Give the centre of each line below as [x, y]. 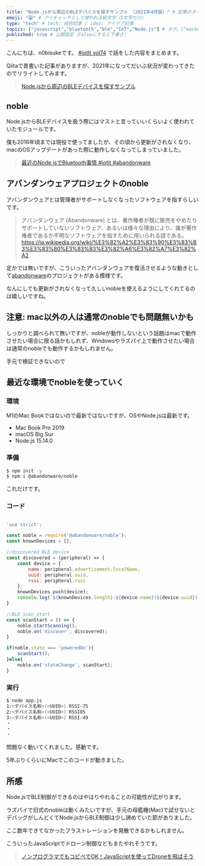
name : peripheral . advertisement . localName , [84, 569]
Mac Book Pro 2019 [40, 428]
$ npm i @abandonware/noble [42, 477]
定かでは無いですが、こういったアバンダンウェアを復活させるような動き [97, 268]
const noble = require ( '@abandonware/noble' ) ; [67, 536]
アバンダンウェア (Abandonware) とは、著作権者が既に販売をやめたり [109, 220]
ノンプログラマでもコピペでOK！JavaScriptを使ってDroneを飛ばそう [107, 856]
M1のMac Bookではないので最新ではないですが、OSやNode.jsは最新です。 [100, 416]
